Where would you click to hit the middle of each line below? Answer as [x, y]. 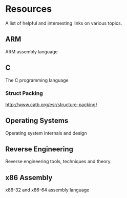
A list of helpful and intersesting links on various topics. [64, 23]
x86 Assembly [29, 177]
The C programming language [37, 80]
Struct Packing [24, 93]
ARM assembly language [31, 51]
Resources [29, 9]
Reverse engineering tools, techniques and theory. [58, 162]
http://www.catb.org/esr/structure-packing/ [51, 104]
